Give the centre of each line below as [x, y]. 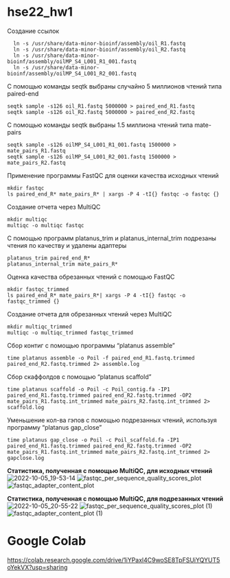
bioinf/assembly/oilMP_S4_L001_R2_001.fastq [72, 73]
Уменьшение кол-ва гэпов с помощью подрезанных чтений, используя [112, 420]
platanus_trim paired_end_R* [49, 258]
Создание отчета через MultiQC [54, 207]
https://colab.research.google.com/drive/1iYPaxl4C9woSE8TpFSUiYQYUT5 [114, 559]
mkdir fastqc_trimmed [38, 289]
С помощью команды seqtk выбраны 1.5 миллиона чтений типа [100, 125]
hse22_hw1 [40, 12]
